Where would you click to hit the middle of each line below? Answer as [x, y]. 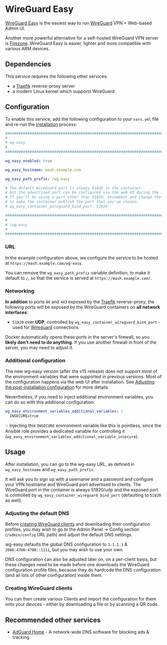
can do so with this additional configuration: [50, 402]
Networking [20, 291]
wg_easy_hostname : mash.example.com [43, 170]
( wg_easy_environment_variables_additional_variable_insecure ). [72, 436]
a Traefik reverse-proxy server [44, 86]
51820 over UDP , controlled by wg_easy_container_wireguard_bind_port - [86, 322]
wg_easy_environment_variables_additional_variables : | [64, 412]
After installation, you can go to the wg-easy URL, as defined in [70, 464]
